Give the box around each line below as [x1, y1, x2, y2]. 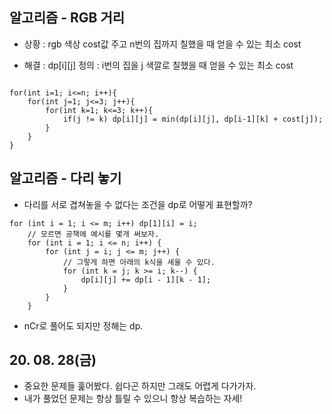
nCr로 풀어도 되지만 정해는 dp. [23, 319, 144, 332]
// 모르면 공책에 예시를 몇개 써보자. [27, 229, 160, 239]
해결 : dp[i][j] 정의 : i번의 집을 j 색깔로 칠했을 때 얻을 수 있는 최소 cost [23, 59, 294, 71]
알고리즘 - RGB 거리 [9, 9, 126, 27]
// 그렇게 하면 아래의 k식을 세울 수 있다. [62, 257, 216, 267]
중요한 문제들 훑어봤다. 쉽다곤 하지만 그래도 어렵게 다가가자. [23, 380, 257, 392]
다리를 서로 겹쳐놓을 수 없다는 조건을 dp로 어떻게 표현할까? [23, 198, 253, 210]
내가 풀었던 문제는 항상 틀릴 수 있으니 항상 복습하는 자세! [23, 393, 243, 405]
